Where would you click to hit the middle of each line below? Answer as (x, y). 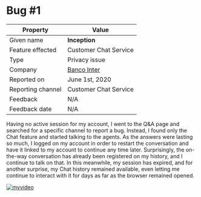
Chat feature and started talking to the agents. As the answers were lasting (100, 136)
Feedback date (31, 109)
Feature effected (33, 50)
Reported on (27, 79)
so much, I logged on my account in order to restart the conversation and (97, 143)
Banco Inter (84, 69)
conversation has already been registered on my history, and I (105, 156)
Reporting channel (35, 89)
